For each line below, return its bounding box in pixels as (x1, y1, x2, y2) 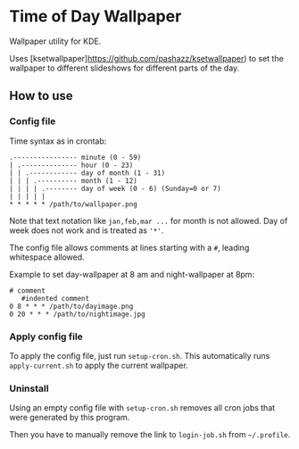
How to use (9, 88, 73, 104)
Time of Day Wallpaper (9, 6, 182, 27)
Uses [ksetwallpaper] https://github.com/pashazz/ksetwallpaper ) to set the (9, 53, 284, 63)
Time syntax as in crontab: (9, 136, 107, 146)
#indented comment (21, 294, 90, 303)
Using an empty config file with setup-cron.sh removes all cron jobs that (9, 403, 276, 413)
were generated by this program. (9, 412, 130, 423)
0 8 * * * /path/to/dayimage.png (9, 302, 134, 311)
